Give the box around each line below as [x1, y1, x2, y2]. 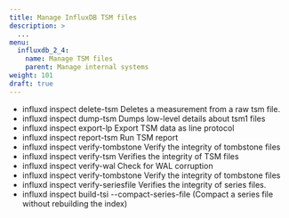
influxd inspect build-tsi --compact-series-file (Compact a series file [21, 189, 274, 199]
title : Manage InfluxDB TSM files [9, 12, 138, 22]
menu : [9, 37, 29, 47]
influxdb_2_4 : [17, 46, 69, 55]
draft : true [9, 79, 53, 88]
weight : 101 [9, 71, 53, 80]
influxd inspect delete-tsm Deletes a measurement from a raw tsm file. [21, 103, 281, 114]
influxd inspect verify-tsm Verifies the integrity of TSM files [21, 150, 239, 161]
